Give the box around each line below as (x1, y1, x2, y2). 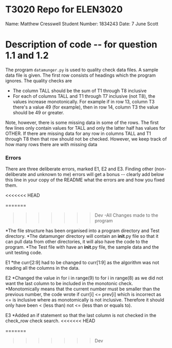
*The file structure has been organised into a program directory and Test (5, 228, 160, 234)
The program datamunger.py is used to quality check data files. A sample (5, 66, 159, 73)
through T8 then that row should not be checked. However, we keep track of (5, 135, 167, 142)
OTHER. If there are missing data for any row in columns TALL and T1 (5, 130, 151, 136)
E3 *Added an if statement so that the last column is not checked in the (5, 312, 157, 319)
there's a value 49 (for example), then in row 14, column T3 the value (12, 104, 159, 110)
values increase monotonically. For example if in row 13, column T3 (12, 98, 155, 105)
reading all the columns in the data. (5, 265, 80, 271)
